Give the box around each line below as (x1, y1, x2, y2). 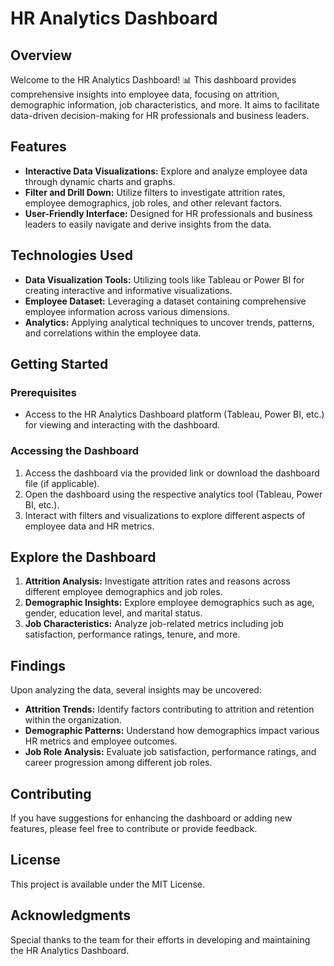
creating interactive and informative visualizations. (24, 284, 233, 296)
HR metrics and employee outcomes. (24, 735, 178, 747)
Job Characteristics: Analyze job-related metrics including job (24, 618, 284, 630)
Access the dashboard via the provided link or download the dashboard (24, 467, 320, 479)
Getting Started (10, 356, 109, 373)
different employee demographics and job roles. (24, 586, 223, 598)
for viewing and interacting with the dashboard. (24, 419, 221, 431)
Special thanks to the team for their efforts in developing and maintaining (10, 933, 311, 946)
